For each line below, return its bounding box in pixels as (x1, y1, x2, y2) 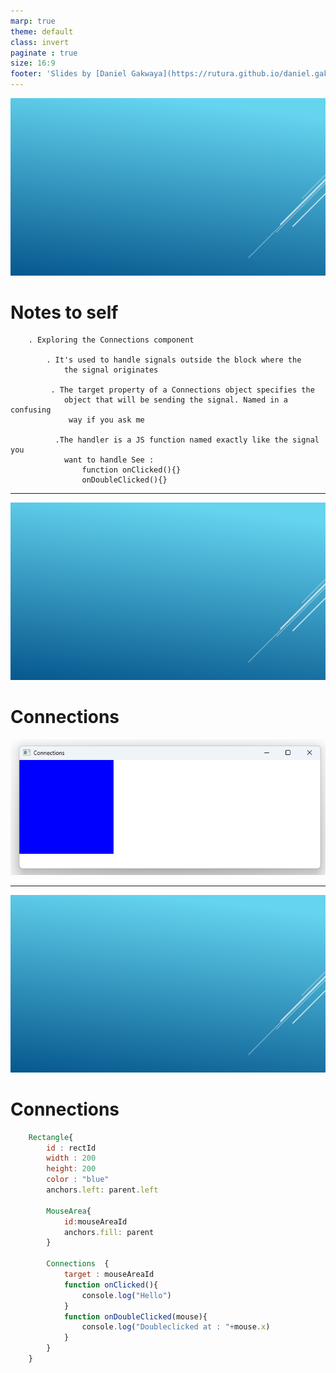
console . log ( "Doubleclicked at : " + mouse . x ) (81, 1322, 271, 1332)
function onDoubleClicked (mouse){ (63, 1311, 208, 1322)
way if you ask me (68, 415, 145, 425)
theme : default (10, 26, 74, 37)
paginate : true (10, 48, 78, 58)
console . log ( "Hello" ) (81, 1290, 172, 1300)
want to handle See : (63, 455, 155, 465)
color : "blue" (46, 1175, 110, 1185)
